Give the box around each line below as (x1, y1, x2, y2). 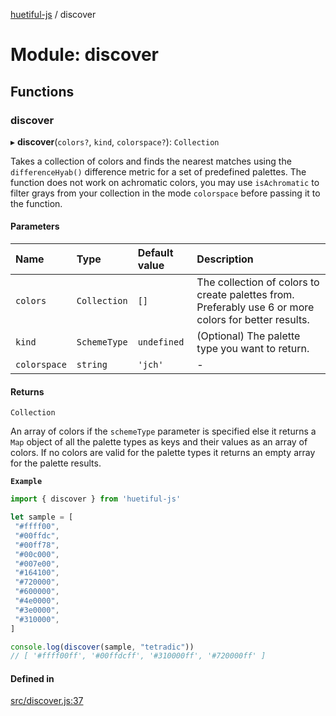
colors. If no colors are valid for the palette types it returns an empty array (10, 447, 316, 459)
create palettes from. (196, 288, 295, 302)
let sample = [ (10, 512, 74, 523)
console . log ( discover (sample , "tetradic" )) (10, 642, 195, 652)
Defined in (10, 672, 55, 684)
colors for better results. (196, 313, 310, 327)
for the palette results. (10, 457, 102, 469)
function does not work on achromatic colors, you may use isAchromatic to (10, 176, 320, 188)
